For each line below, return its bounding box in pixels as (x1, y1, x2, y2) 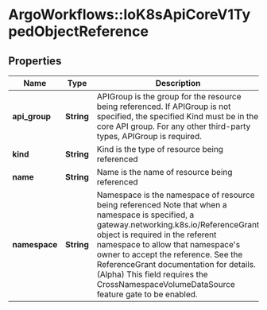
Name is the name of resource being (96, 167, 233, 177)
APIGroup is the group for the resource (96, 91, 242, 102)
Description (155, 78, 201, 88)
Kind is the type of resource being (96, 144, 224, 154)
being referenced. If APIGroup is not (96, 101, 231, 112)
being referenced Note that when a (96, 200, 227, 210)
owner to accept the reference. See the (96, 249, 243, 260)
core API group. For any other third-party (96, 121, 251, 132)
